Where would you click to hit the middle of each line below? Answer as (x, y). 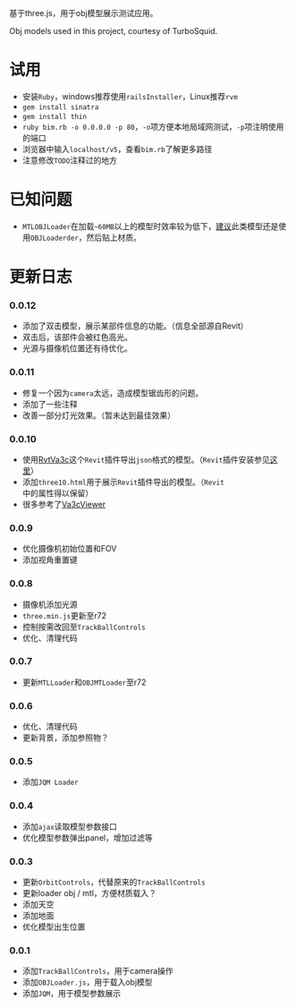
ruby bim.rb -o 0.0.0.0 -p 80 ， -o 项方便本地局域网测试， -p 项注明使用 (153, 126)
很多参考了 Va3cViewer (64, 504)
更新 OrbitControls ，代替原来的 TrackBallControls (114, 882)
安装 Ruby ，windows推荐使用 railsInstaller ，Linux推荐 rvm (130, 96)
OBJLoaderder (54, 238)
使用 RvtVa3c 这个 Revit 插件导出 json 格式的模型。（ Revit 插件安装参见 (146, 459)
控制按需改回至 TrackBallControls (84, 627)
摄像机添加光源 (50, 604)
